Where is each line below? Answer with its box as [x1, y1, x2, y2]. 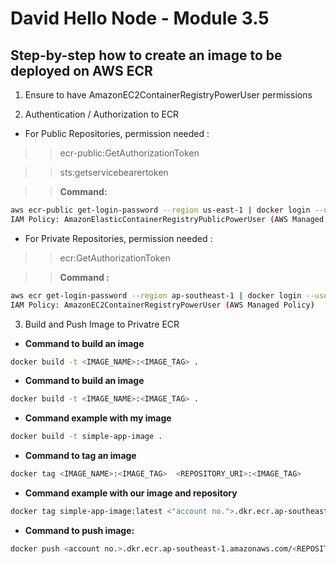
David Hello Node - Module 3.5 [10, 7, 270, 30]
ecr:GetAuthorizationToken [59, 252, 171, 264]
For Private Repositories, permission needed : [24, 232, 213, 244]
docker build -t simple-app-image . [10, 432, 163, 442]
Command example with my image [24, 412, 172, 424]
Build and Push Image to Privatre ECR [24, 318, 180, 330]
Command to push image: [24, 524, 135, 536]
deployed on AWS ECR [10, 62, 153, 79]
